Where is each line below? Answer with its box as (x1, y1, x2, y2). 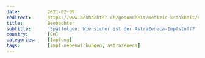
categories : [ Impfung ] (6, 37, 72, 43)
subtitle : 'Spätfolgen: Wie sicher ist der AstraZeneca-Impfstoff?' (6, 25, 198, 32)
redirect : (6, 14, 32, 21)
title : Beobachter (6, 20, 75, 26)
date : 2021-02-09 (6, 8, 75, 15)
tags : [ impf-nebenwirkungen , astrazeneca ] (6, 43, 140, 49)
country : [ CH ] (6, 31, 59, 37)
